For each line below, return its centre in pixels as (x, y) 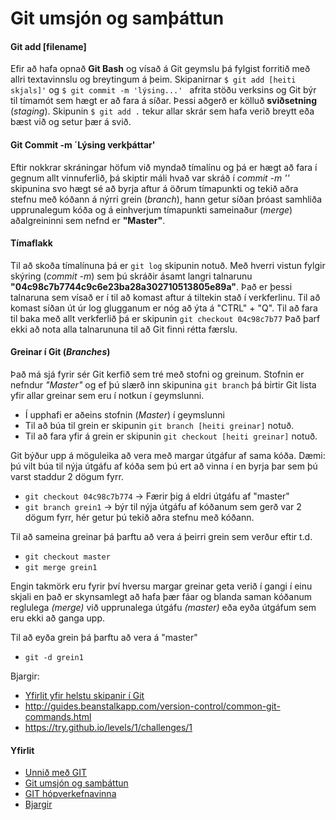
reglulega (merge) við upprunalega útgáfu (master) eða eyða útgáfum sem (163, 607)
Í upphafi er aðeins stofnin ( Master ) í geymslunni (124, 415)
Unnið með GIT (56, 773)
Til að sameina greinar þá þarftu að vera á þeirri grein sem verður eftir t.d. (161, 536)
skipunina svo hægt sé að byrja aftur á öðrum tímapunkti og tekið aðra (154, 188)
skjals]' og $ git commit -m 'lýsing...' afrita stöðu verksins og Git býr (163, 90)
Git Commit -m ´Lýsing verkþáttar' (83, 144)
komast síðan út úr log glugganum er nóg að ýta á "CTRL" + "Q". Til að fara (164, 308)
